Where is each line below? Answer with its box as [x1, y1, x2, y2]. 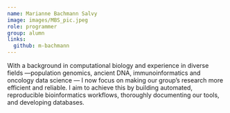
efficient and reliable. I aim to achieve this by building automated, [7, 84, 193, 92]
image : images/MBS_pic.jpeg [7, 17, 89, 24]
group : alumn [7, 29, 45, 37]
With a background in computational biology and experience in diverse [7, 62, 209, 69]
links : [7, 36, 26, 43]
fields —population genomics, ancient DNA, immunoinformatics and [7, 69, 201, 77]
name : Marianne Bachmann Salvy [7, 10, 98, 17]
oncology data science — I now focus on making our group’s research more [7, 76, 224, 84]
